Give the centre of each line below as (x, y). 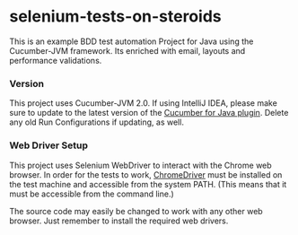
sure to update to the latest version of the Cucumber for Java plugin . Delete (149, 113)
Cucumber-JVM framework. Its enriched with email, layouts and (127, 50)
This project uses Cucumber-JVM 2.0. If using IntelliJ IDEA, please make (144, 103)
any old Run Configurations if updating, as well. (96, 122)
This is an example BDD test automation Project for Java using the (131, 41)
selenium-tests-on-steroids (115, 17)
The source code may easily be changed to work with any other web (136, 211)
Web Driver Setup (48, 145)
